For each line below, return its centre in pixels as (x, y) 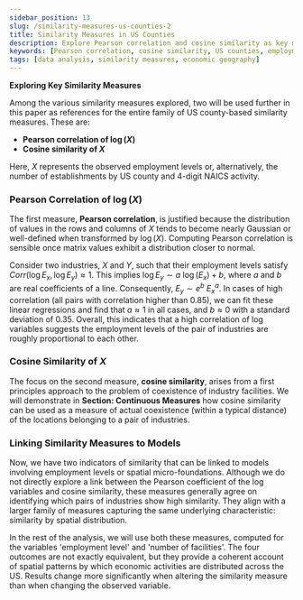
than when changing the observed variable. (90, 586)
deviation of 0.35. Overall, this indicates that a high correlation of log (137, 319)
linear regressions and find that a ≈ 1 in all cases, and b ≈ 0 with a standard (150, 309)
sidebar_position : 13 (50, 18)
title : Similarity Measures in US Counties (92, 34)
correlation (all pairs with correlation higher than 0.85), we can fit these (141, 300)
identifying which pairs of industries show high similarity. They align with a (147, 501)
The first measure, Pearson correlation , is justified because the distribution (150, 219)
